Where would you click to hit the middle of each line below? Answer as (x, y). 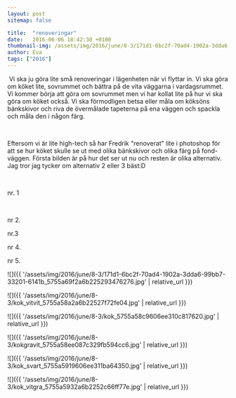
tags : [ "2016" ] (29, 59)
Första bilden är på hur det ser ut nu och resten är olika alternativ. (127, 158)
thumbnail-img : (29, 46)
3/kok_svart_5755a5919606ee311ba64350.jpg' (74, 366)
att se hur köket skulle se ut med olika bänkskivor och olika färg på (104, 151)
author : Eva (25, 53)
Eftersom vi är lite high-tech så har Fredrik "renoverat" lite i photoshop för (114, 143)
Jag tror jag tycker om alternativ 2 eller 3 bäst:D (77, 165)
